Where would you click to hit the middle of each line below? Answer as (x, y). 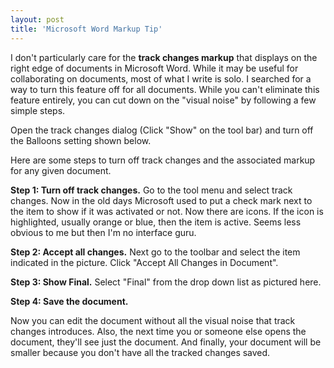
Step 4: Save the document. (69, 301)
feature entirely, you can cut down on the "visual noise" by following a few (163, 100)
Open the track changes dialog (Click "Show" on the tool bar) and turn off (162, 130)
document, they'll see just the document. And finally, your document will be (166, 342)
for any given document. (61, 170)
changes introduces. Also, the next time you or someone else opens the (158, 331)
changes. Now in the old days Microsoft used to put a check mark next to (161, 200)
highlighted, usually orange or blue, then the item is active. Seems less (156, 222)
